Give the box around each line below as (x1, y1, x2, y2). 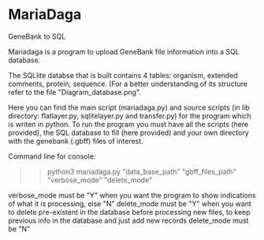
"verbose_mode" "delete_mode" (46, 175, 153, 185)
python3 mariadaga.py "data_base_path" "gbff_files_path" (46, 167, 236, 176)
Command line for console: (8, 152, 96, 161)
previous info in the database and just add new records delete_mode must (8, 216, 249, 225)
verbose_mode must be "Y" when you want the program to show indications (8, 190, 256, 200)
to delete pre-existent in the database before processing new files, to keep (8, 207, 251, 216)
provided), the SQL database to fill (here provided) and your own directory (8, 128, 250, 137)
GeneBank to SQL (8, 32, 66, 41)
